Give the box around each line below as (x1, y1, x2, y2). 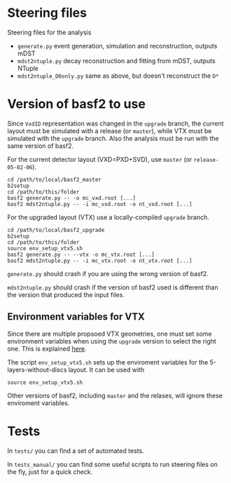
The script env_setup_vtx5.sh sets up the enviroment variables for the (7, 358, 209, 366)
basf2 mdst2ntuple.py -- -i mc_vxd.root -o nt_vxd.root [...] (7, 200, 192, 208)
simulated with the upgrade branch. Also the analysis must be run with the (7, 134, 219, 142)
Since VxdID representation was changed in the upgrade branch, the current (7, 119, 224, 128)
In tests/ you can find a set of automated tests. (7, 447, 145, 455)
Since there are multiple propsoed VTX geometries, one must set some (7, 329, 212, 338)
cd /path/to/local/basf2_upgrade (7, 226, 105, 233)
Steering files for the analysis (7, 28, 92, 36)
